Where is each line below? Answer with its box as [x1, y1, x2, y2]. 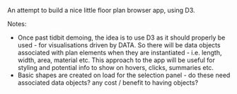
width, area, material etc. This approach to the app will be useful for [17, 56, 216, 64]
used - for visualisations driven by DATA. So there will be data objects [17, 41, 221, 49]
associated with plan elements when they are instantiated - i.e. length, [17, 49, 222, 57]
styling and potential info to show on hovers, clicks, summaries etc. [17, 64, 214, 71]
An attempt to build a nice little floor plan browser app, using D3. [7, 6, 196, 14]
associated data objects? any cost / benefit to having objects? [17, 78, 199, 87]
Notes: [7, 20, 27, 28]
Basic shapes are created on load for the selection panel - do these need [17, 71, 231, 79]
